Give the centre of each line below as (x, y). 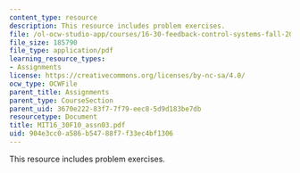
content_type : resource (54, 17)
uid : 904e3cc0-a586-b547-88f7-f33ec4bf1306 (92, 134)
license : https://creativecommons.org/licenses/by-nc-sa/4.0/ (127, 76)
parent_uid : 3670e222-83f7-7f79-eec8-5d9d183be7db (105, 109)
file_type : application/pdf (62, 51)
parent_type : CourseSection (62, 100)
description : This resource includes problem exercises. (117, 26)
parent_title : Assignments (59, 92)
